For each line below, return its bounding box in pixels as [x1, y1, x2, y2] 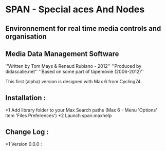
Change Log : [5, 127, 49, 136]
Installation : [5, 93, 46, 102]
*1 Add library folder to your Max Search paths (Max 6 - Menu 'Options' [5, 107, 158, 114]
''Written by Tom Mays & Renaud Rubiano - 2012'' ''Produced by [5, 63, 142, 69]
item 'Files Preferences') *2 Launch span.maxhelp [5, 112, 112, 119]
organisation [5, 32, 47, 41]
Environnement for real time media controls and [5, 24, 161, 33]
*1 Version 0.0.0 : [5, 141, 42, 147]
